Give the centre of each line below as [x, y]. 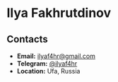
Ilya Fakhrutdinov [59, 13]
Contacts [28, 39]
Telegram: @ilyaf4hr [47, 64]
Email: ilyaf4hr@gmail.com [56, 56]
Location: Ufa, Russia [48, 71]
